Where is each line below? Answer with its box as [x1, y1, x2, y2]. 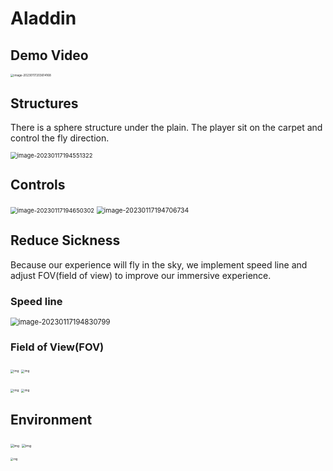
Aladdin [10, 7, 77, 30]
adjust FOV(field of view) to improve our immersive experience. [10, 269, 272, 281]
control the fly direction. [10, 132, 110, 144]
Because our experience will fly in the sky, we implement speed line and [10, 258, 308, 271]
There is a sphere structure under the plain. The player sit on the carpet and [10, 122, 323, 134]
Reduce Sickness [10, 232, 121, 249]
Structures [10, 95, 79, 112]
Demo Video [10, 47, 89, 64]
